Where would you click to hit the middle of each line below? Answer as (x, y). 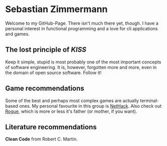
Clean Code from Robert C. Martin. (41, 139)
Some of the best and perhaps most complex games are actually (72, 100)
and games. (17, 34)
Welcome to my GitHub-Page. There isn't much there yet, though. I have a (82, 23)
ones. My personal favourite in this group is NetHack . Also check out (91, 106)
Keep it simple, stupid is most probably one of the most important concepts (83, 62)
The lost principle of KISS (46, 50)
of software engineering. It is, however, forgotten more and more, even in (81, 67)
